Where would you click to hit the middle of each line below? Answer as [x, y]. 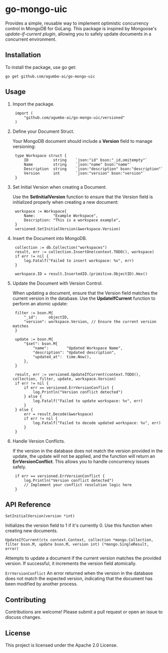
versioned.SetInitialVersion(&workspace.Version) [68, 229]
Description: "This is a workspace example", [72, 220]
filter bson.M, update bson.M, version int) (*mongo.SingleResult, [77, 544]
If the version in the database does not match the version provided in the [88, 451]
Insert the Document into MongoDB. [50, 238]
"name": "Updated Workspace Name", [78, 348]
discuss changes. [23, 617]
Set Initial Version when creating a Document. [59, 187]
